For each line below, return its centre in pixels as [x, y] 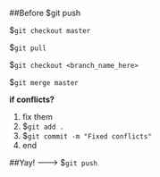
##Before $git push [45, 13]
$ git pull [28, 47]
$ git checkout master [50, 30]
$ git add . [43, 126]
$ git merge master [44, 82]
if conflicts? [32, 99]
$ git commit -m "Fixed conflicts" [87, 136]
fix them [38, 117]
